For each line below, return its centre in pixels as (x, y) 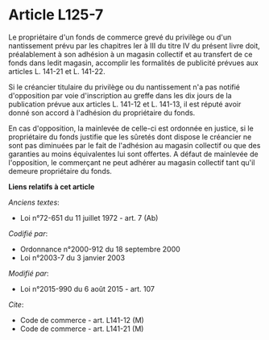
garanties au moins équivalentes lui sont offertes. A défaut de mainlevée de (134, 154)
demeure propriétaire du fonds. (60, 171)
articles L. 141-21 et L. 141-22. (57, 71)
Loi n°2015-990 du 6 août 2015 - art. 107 (87, 288)
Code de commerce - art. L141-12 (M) (82, 320)
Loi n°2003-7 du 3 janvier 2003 (72, 257)
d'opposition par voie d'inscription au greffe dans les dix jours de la (120, 95)
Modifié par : (29, 273)
